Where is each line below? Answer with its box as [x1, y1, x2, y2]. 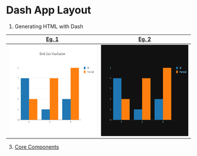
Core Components [14, 144, 59, 151]
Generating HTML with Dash [14, 23, 83, 30]
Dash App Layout [6, 4, 91, 17]
